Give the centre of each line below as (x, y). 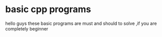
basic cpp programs (48, 9)
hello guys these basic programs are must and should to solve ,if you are (81, 23)
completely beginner (27, 28)
